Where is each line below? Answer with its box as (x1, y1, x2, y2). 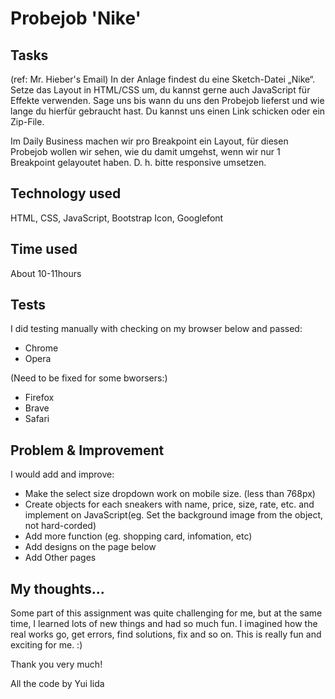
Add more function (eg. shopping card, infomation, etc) (24, 530, 253, 542)
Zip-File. (10, 116, 45, 127)
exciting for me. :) (10, 639, 83, 651)
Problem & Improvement (10, 442, 165, 459)
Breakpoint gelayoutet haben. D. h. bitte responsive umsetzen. (10, 157, 267, 168)
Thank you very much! (10, 658, 103, 671)
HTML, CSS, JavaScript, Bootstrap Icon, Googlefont (10, 212, 224, 224)
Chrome (24, 342, 59, 354)
